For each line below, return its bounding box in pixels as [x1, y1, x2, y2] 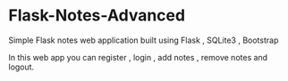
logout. [8, 61, 35, 72]
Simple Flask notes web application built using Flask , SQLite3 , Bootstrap [8, 35, 279, 45]
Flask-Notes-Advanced [8, 5, 185, 26]
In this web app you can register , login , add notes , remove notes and [8, 52, 268, 62]
